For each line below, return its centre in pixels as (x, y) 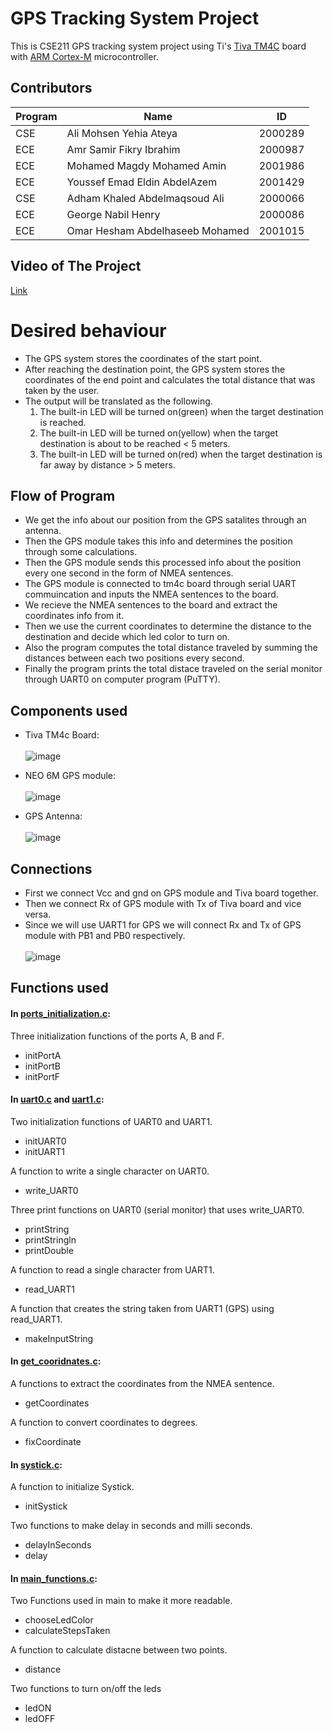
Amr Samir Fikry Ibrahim (123, 149)
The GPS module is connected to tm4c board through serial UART (160, 584)
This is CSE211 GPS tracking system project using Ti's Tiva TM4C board (158, 46)
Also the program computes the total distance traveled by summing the (171, 648)
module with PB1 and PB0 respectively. (105, 935)
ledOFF (40, 1719)
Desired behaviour (88, 330)
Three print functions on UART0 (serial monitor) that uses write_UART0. (157, 1209)
